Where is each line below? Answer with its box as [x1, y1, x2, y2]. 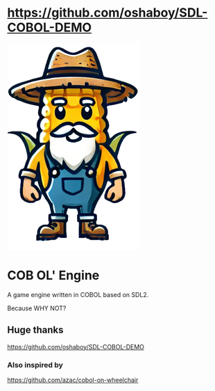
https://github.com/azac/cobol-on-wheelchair [7, 376, 139, 384]
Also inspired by [7, 360, 64, 369]
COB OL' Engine [7, 268, 100, 283]
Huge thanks [7, 324, 64, 336]
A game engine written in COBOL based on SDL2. [7, 290, 149, 298]
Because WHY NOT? [7, 304, 67, 312]
